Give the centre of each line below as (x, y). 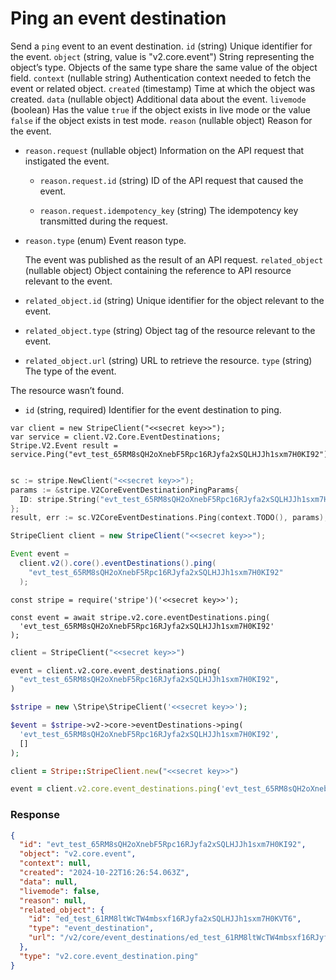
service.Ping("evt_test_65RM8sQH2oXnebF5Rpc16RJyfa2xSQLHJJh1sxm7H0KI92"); (171, 454)
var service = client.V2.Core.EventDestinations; (116, 437)
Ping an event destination (118, 18)
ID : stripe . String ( (60, 499)
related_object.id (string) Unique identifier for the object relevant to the (174, 300)
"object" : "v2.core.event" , (78, 854)
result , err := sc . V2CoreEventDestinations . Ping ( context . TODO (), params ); (169, 518)
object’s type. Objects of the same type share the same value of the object (164, 67)
